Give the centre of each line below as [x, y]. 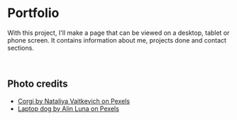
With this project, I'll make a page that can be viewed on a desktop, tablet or [118, 33]
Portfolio [33, 13]
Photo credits [38, 84]
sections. [21, 48]
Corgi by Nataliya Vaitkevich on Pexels [73, 101]
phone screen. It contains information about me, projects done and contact [117, 40]
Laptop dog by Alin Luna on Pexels [68, 109]
